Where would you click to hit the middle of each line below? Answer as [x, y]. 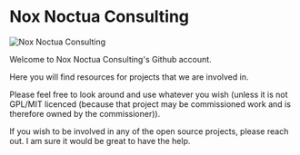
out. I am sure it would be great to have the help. [100, 140]
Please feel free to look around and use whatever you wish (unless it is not [149, 94]
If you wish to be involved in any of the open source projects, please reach [149, 131]
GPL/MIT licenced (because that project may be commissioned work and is [150, 104]
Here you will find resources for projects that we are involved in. [129, 77]
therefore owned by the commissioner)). [85, 113]
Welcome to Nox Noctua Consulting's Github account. [110, 59]
